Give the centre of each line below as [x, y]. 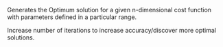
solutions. [21, 37]
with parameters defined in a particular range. [72, 17]
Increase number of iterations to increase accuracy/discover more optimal [111, 30]
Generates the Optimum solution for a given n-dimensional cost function [109, 10]
